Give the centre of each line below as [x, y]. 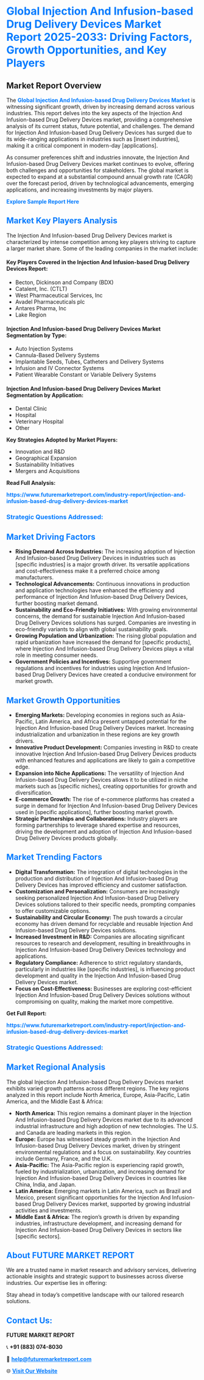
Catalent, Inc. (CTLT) [41, 289]
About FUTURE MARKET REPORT [71, 1255]
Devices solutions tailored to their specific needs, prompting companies [105, 904]
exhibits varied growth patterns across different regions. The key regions [98, 1088]
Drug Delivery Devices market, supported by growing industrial [111, 1204]
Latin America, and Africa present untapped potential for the [111, 721]
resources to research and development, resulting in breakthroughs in [103, 943]
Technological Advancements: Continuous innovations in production [102, 584]
